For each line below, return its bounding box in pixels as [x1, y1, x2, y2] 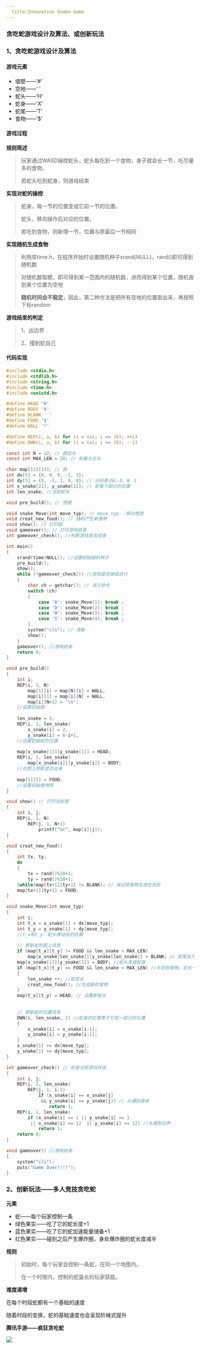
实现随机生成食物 [6, 240, 48, 248]
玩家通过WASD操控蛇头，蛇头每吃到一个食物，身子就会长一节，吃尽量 [20, 157, 194, 164]
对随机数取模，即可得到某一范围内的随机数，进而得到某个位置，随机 [20, 273, 189, 281]
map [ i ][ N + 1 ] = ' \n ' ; [28, 699, 79, 705]
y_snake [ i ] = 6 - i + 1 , [28, 732, 79, 738]
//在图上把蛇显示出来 [17, 766, 63, 772]
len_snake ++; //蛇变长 [28, 976, 84, 982]
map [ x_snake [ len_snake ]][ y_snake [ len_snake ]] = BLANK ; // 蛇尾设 [28, 954, 191, 960]
